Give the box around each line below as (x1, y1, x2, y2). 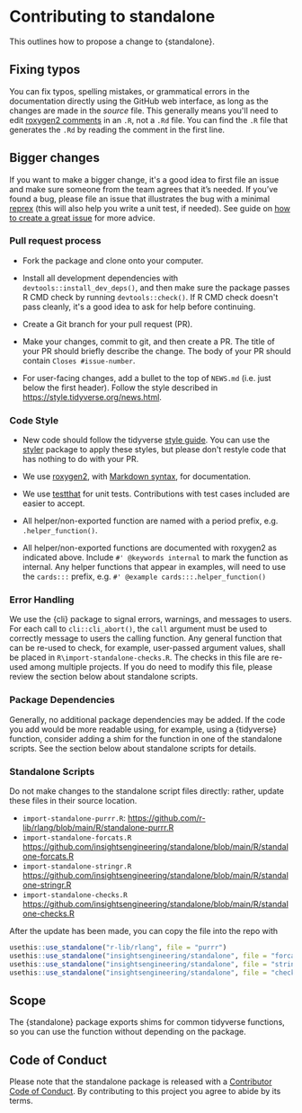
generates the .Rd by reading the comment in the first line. (9, 124, 226, 135)
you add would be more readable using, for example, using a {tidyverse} (9, 724, 277, 735)
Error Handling (9, 593, 75, 606)
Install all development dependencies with (22, 272, 179, 283)
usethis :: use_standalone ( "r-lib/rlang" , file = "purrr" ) (9, 943, 227, 952)
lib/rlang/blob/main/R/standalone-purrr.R (22, 823, 174, 833)
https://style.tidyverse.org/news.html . (22, 391, 162, 402)
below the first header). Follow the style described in (22, 382, 218, 393)
